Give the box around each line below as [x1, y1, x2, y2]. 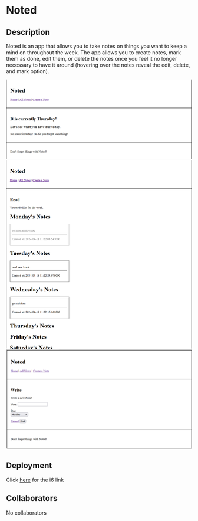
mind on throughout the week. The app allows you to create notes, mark [6, 49, 181, 56]
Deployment [6, 461, 52, 471]
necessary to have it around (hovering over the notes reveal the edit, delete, [6, 61, 190, 68]
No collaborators [6, 509, 47, 516]
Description [6, 27, 50, 37]
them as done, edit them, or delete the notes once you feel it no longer [6, 55, 177, 62]
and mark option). [6, 68, 49, 74]
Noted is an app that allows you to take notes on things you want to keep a [6, 42, 187, 50]
